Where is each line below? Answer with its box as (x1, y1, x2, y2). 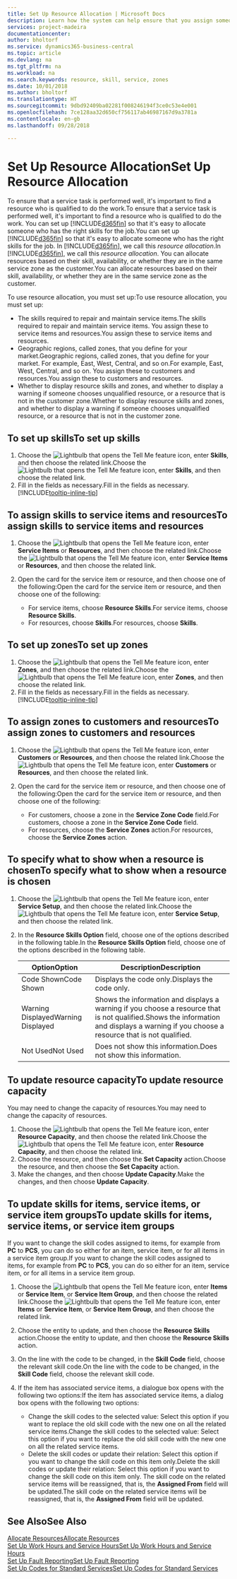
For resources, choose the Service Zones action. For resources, (28, 826, 214, 834)
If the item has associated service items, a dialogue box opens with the (17, 1383, 224, 1392)
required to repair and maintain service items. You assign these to (17, 322, 209, 330)
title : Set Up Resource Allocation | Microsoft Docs (7, 10, 166, 18)
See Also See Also (7, 1515, 87, 1527)
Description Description (120, 962, 201, 972)
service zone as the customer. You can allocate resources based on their (7, 264, 217, 273)
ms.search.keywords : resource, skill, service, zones (7, 76, 169, 83)
